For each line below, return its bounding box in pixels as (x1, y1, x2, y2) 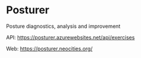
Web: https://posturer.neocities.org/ (6, 45, 93, 52)
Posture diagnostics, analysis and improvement (6, 23, 120, 30)
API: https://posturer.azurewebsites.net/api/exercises (6, 34, 135, 41)
